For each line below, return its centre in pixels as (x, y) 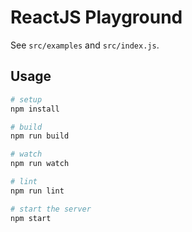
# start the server (51, 209)
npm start (31, 218)
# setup (26, 99)
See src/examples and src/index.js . (85, 45)
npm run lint (37, 191)
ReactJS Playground (96, 17)
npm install (35, 109)
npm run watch (40, 164)
